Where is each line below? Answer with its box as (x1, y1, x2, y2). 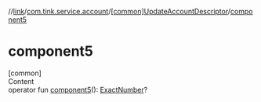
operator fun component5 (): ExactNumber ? (8, 85, 148, 94)
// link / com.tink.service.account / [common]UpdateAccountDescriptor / (8, 7, 231, 16)
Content (8, 76, 34, 86)
